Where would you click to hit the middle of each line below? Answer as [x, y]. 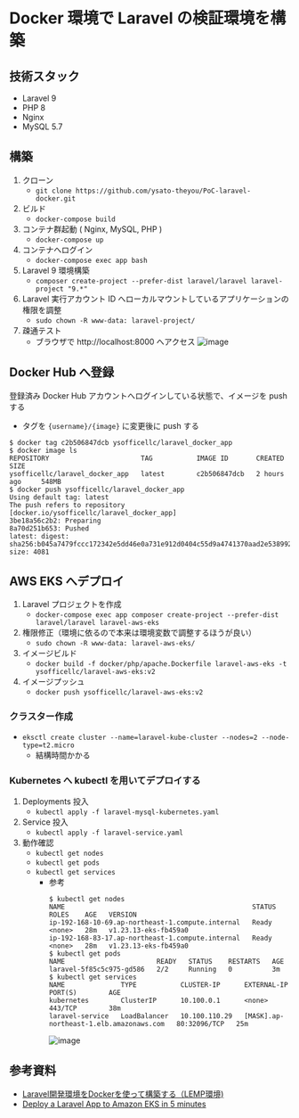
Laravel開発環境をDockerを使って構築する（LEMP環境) [123, 1094]
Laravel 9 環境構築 [56, 270]
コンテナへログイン [57, 250]
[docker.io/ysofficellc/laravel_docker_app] [93, 513]
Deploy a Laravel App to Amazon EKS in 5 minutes [114, 1104]
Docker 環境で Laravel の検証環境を [140, 18]
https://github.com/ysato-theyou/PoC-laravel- [163, 191]
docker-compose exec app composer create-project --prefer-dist [157, 615]
